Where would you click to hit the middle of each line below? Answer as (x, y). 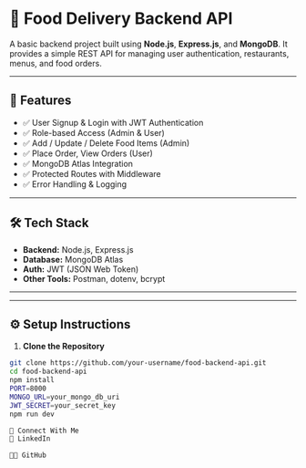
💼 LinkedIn (30, 439)
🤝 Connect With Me (44, 431)
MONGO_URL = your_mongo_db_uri (65, 397)
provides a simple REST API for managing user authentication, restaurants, (149, 53)
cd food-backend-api (49, 372)
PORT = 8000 (28, 389)
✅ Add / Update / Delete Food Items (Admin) (106, 143)
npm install (32, 380)
